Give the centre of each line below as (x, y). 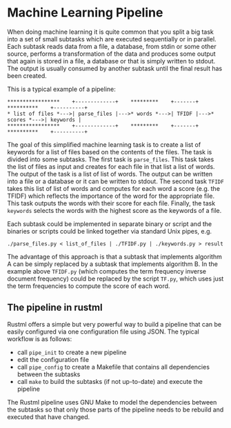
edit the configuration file (53, 359)
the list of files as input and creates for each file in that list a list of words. (111, 166)
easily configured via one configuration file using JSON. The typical (103, 332)
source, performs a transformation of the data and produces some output (111, 54)
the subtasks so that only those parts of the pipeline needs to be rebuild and (115, 409)
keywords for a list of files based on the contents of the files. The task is (110, 152)
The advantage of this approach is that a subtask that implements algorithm (114, 256)
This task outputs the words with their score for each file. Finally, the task (111, 203)
